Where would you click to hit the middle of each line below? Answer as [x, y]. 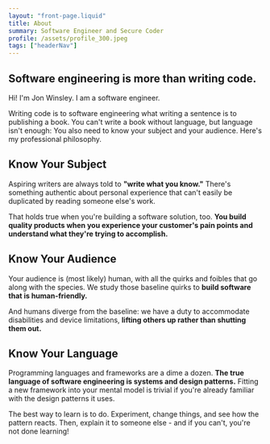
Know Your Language [63, 353]
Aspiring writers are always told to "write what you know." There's [120, 184]
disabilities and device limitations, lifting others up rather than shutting [127, 320]
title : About [30, 23]
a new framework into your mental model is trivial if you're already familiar [131, 390]
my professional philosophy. [55, 139]
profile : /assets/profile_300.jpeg [68, 38]
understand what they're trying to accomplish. [88, 234]
